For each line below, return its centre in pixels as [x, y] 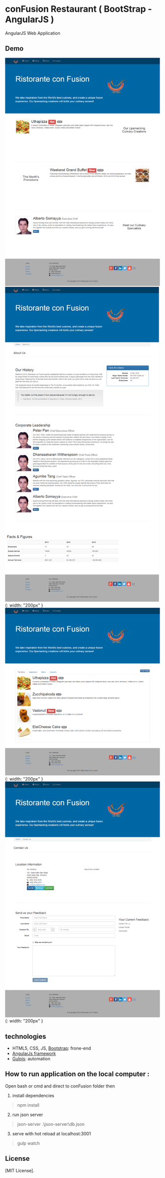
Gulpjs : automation [31, 1058]
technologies [26, 1036]
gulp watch [28, 1143]
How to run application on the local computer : [77, 1074]
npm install [28, 1105]
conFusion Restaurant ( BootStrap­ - [79, 9]
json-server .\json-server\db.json [51, 1124]
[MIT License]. [20, 1170]
